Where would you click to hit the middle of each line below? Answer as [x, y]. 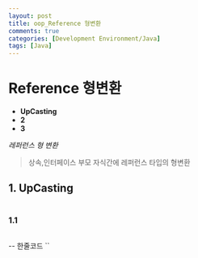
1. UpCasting [41, 188]
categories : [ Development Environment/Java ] [84, 38]
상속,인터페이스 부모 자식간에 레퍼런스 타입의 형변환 [109, 163]
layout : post [30, 16]
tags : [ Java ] [30, 46]
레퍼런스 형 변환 [34, 146]
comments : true [34, 31]
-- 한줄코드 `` [29, 246]
